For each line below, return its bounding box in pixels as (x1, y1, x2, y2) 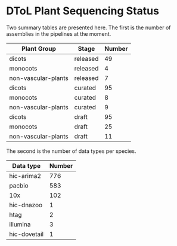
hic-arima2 (9, 171, 42, 180)
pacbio (9, 181, 29, 189)
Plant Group (21, 44, 57, 53)
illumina (9, 220, 31, 228)
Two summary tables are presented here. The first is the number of (6, 24, 171, 31)
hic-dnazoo (9, 201, 43, 209)
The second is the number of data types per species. (6, 147, 136, 155)
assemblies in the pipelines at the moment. (6, 30, 111, 37)
